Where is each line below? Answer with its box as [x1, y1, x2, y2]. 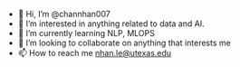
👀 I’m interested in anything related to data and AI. [17, 18, 206, 29]
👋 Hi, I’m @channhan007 [17, 9, 110, 19]
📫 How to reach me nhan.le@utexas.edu [17, 48, 172, 58]
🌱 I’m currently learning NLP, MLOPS [17, 28, 156, 38]
